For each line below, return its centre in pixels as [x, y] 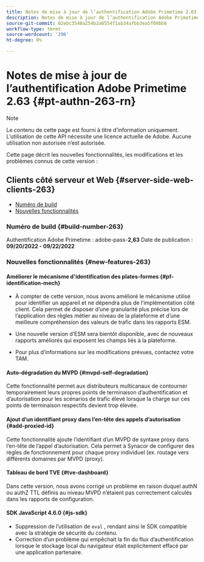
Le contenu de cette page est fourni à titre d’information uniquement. [93, 130]
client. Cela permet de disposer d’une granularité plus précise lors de [101, 309]
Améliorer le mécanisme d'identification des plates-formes [83, 276]
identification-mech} [33, 283]
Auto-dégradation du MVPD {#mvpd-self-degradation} [77, 372]
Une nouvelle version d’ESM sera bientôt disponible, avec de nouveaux [104, 334]
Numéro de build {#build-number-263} [65, 227]
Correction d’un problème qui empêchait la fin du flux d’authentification [104, 539]
